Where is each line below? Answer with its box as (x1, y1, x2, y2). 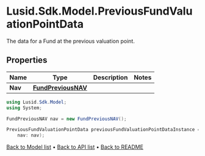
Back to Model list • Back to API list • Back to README (6, 143, 143, 151)
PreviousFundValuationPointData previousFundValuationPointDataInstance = (6, 127, 201, 133)
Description (93, 73, 128, 82)
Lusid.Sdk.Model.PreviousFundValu (6, 4, 193, 18)
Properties (6, 55, 48, 65)
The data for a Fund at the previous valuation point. (6, 37, 135, 44)
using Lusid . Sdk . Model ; (6, 99, 67, 105)
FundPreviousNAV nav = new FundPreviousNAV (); (6, 116, 127, 122)
